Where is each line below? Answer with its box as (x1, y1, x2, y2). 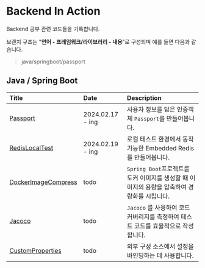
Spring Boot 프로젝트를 (127, 164, 190, 173)
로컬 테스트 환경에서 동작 (127, 135, 194, 143)
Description (127, 93, 162, 102)
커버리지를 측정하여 (127, 212, 180, 220)
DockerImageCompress (9, 178, 77, 186)
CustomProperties (9, 246, 62, 255)
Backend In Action (6, 4, 101, 18)
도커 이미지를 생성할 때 (127, 174, 189, 182)
